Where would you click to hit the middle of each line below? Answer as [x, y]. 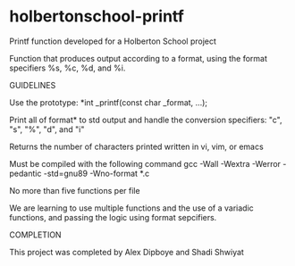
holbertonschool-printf [97, 17]
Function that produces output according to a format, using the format [139, 58]
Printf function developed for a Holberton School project [113, 41]
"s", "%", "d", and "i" [47, 129]
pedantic [25, 173]
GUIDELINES [33, 85]
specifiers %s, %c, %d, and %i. [67, 68]
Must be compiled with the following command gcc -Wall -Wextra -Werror [145, 163]
